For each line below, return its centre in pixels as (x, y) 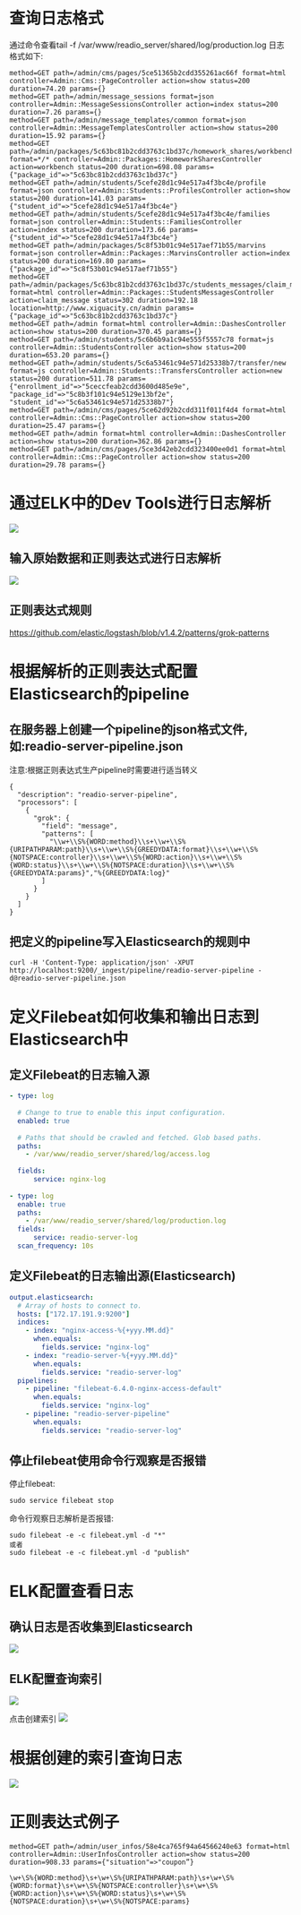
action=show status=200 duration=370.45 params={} (106, 331)
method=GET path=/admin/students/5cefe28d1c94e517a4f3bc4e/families (140, 214)
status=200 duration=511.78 (62, 378)
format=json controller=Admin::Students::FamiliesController (126, 222)
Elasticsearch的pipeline (99, 694)
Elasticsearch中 (69, 1039)
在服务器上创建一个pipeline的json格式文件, (129, 730)
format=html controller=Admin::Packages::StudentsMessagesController (142, 292)
